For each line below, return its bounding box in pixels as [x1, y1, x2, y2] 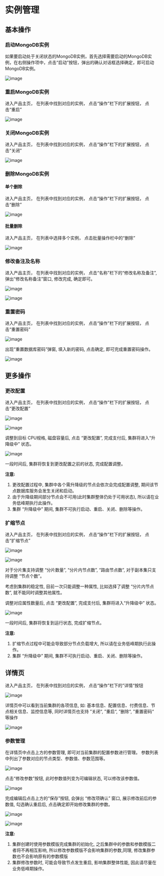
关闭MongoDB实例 [5, 130, 49, 136]
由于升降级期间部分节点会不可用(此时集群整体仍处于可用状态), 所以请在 [12, 494, 155, 500]
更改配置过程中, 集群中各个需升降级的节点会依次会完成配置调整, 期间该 [12, 482, 154, 488]
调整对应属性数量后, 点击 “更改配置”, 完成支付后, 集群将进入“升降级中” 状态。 [5, 600, 159, 606]
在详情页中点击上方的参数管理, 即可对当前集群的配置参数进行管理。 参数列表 [5, 749, 159, 756]
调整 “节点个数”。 [9, 573, 45, 579]
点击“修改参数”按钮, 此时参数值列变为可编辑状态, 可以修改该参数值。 [5, 776, 143, 782]
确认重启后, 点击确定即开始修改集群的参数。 [24, 802, 113, 808]
